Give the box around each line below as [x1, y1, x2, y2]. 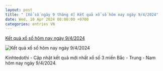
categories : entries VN [5, 21, 55, 27]
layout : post [5, 7, 33, 13]
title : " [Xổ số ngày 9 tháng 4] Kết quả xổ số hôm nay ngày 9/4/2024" [5, 12, 158, 17]
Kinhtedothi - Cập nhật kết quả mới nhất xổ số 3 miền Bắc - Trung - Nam [5, 55, 156, 61]
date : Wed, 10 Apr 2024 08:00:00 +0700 [5, 17, 89, 22]
